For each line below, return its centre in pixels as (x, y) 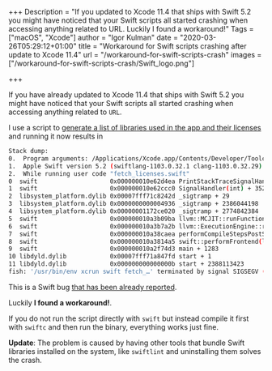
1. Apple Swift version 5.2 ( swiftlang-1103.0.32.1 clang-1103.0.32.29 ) (136, 166)
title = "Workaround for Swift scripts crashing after (162, 46)
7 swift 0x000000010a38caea (92, 234)
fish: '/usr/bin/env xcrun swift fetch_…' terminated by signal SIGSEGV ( (137, 271)
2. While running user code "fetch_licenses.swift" (99, 173)
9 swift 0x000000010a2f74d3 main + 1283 (114, 249)
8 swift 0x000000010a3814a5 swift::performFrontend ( (136, 241)
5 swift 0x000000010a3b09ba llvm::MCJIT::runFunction (137, 219)
